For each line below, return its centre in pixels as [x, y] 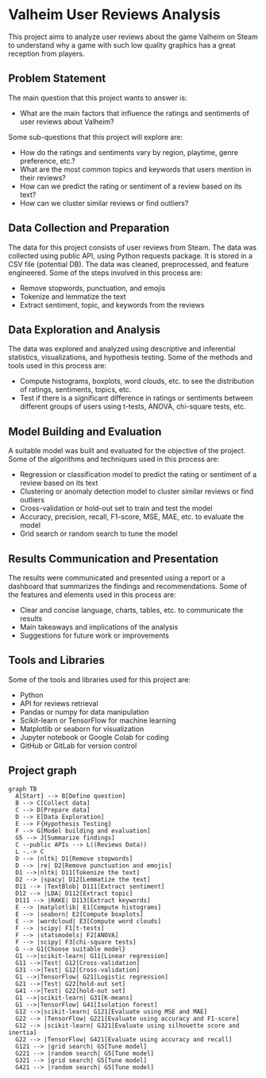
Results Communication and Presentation [114, 558]
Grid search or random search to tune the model [99, 533]
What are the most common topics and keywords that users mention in [135, 169]
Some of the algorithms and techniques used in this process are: [114, 460]
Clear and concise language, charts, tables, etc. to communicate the [131, 610]
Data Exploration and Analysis [85, 330]
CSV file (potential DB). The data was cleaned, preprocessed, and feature [128, 264]
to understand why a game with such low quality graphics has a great [122, 45]
